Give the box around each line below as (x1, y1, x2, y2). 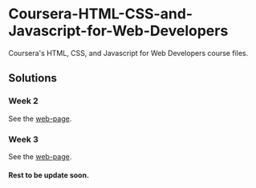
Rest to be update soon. (8, 170, 90, 180)
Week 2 (8, 95, 39, 106)
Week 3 (8, 134, 39, 145)
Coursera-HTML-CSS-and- (8, 5, 193, 23)
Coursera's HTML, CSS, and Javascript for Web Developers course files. (8, 48, 249, 58)
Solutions (8, 71, 58, 85)
